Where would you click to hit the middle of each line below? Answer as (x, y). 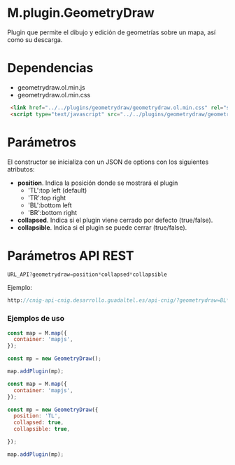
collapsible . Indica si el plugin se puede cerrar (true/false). (102, 227)
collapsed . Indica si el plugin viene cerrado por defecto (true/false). (115, 220)
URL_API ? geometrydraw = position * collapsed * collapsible (87, 275)
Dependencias (50, 68)
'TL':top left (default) (57, 190)
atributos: (21, 169)
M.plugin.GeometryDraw (81, 13)
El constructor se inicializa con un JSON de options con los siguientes (108, 162)
